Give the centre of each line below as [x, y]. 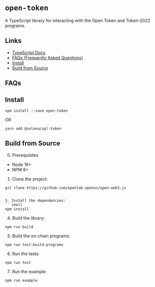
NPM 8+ [20, 169]
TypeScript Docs [29, 52]
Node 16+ [22, 164]
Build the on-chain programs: [41, 236]
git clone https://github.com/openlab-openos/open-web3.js [66, 188]
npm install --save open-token [36, 111]
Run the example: [29, 272]
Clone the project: [30, 179]
